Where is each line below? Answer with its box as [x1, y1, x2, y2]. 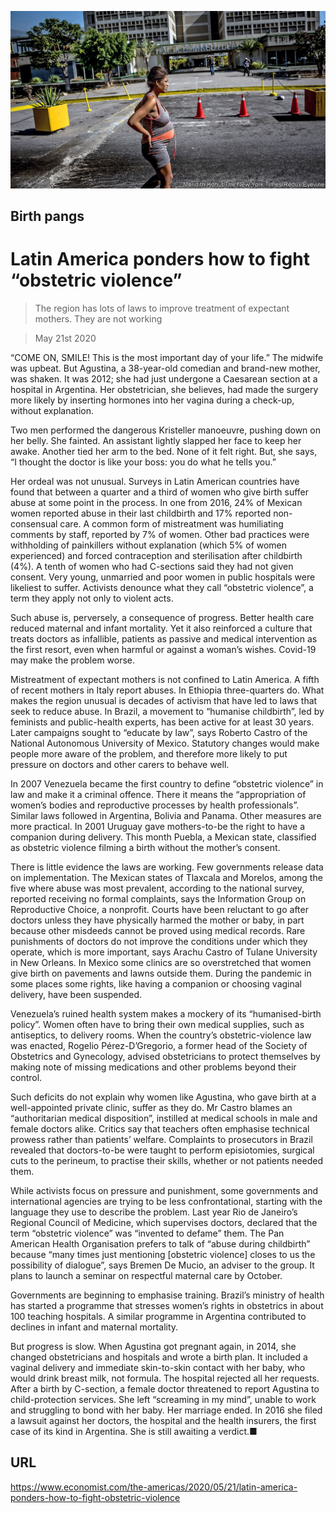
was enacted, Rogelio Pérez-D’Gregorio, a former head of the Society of [10, 1039, 308, 1051]
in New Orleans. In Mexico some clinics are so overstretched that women [10, 956, 312, 968]
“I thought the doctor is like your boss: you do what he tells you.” [10, 456, 277, 468]
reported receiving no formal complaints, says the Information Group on [10, 892, 307, 905]
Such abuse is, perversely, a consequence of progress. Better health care [10, 611, 315, 623]
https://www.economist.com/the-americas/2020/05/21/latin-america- [10, 1481, 298, 1493]
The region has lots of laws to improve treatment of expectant [34, 302, 290, 314]
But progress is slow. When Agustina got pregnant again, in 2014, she [10, 1340, 297, 1352]
